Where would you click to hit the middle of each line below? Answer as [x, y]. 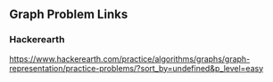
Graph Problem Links [69, 15]
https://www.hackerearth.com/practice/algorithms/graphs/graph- [130, 59]
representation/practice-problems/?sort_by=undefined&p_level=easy [136, 68]
